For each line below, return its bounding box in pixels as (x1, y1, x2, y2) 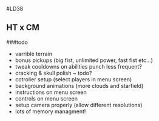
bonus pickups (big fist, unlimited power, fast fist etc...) (15, 57, 154, 64)
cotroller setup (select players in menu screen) (15, 75, 132, 83)
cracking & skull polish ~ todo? (15, 69, 92, 76)
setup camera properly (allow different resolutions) (15, 101, 143, 108)
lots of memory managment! (15, 108, 86, 115)
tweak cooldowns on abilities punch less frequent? (15, 63, 143, 70)
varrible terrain (15, 50, 53, 57)
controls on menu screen (15, 95, 78, 102)
